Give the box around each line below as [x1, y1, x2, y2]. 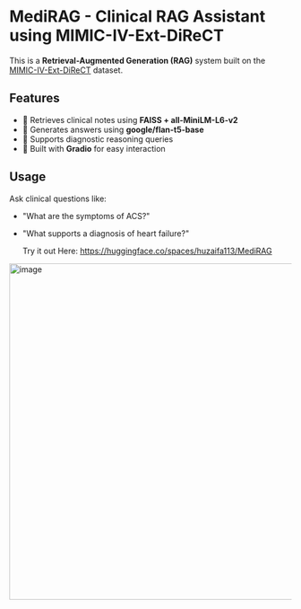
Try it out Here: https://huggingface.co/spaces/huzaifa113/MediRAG [21, 245, 272, 256]
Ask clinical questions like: [9, 193, 107, 204]
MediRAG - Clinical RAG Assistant [9, 6, 266, 27]
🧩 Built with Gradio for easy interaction [21, 143, 166, 154]
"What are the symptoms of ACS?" [21, 210, 150, 221]
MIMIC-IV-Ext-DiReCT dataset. [9, 65, 124, 75]
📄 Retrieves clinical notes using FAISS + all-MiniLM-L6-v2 [21, 114, 239, 125]
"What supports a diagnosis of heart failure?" [21, 227, 190, 239]
